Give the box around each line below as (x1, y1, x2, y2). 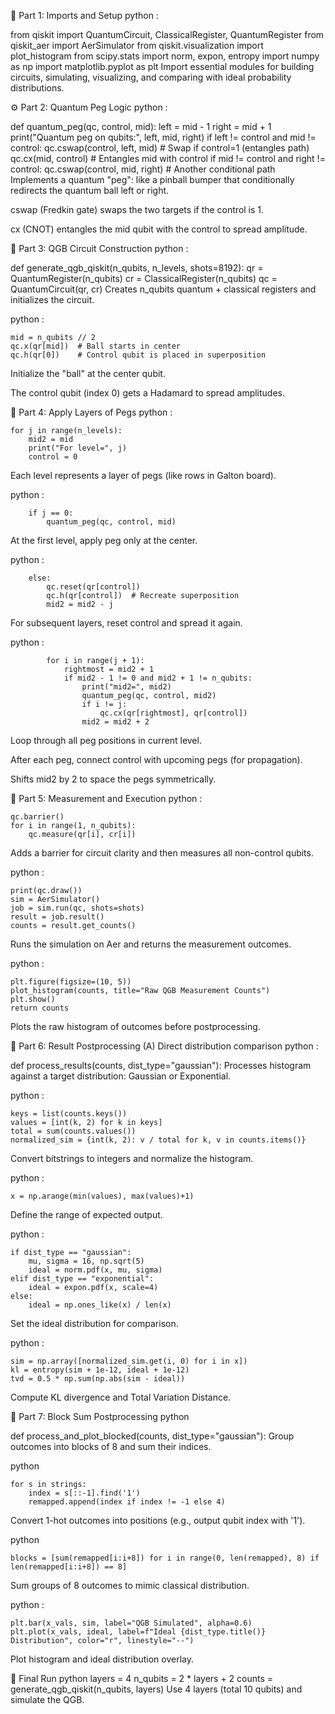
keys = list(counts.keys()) (10, 1109, 128, 1119)
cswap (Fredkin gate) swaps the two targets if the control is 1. (10, 204, 265, 215)
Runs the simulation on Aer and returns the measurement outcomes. (10, 938, 292, 950)
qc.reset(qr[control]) (46, 582, 141, 592)
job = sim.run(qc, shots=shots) (10, 903, 145, 913)
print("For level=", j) (28, 443, 128, 453)
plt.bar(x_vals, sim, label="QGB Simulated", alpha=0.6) (10, 1618, 253, 1628)
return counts (10, 1003, 70, 1013)
